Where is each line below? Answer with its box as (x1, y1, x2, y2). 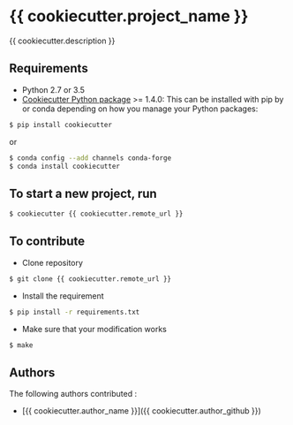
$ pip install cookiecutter (9, 120, 113, 129)
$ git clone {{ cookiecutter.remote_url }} (9, 274, 172, 284)
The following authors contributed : (9, 389, 138, 399)
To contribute (9, 234, 86, 249)
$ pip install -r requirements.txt (9, 307, 140, 316)
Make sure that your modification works (21, 323, 168, 334)
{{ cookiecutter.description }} (9, 35, 116, 46)
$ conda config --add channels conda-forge (9, 153, 172, 163)
